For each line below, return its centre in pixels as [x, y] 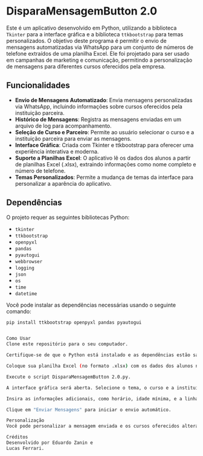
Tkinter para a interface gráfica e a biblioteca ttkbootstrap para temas [95, 34]
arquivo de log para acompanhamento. [63, 126]
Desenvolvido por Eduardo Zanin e [50, 443]
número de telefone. [40, 171]
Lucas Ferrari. [25, 448]
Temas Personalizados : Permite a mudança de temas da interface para [104, 177]
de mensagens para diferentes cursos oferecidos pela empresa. [86, 66]
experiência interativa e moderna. [57, 151]
